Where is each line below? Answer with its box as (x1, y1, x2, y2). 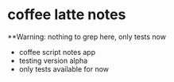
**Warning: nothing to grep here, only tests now (7, 32, 166, 41)
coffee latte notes (7, 6, 126, 24)
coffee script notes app (18, 47, 96, 57)
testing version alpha (18, 56, 88, 65)
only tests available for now (18, 64, 109, 73)
